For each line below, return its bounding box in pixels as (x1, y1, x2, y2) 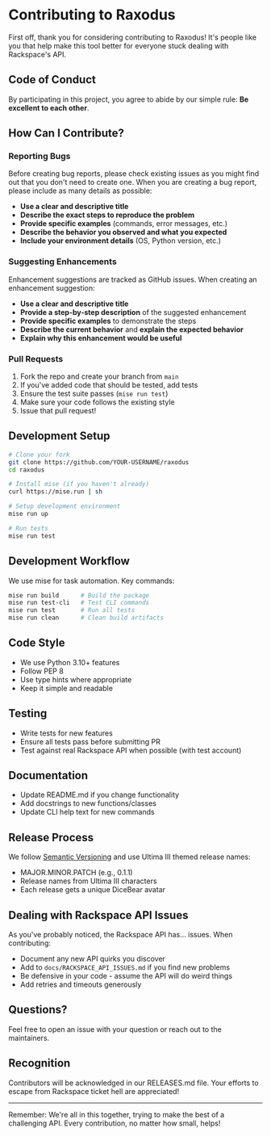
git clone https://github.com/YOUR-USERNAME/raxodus (8, 458, 190, 466)
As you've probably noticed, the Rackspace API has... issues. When (8, 930, 233, 940)
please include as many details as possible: (8, 186, 152, 195)
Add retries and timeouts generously (19, 979, 142, 990)
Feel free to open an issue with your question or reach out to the (8, 1024, 222, 1034)
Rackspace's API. (8, 49, 67, 59)
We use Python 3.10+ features (19, 657, 120, 667)
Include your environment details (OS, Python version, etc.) (19, 236, 222, 245)
